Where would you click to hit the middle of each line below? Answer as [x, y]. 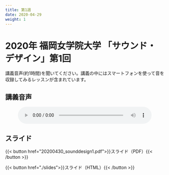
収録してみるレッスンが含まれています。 [47, 80]
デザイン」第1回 [38, 58]
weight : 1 [16, 19]
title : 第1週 [18, 10]
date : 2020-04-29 [23, 15]
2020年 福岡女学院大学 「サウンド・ [81, 46]
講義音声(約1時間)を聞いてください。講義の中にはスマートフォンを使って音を [85, 73]
